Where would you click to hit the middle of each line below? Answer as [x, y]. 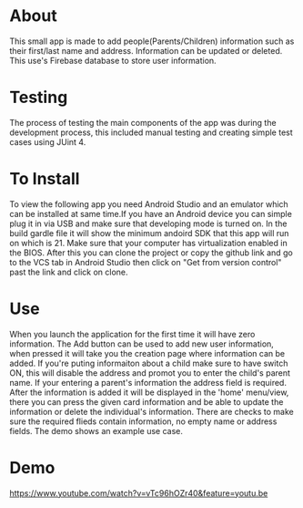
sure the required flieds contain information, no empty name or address [143, 421]
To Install [45, 179]
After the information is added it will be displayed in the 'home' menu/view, [149, 392]
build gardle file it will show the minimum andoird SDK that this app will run [149, 233]
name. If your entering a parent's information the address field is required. [148, 382]
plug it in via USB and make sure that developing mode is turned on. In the [148, 223]
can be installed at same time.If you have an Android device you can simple [151, 213]
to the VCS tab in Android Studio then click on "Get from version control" [146, 262]
